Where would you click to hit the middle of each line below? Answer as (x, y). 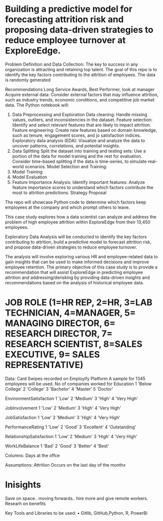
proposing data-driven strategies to (79, 30)
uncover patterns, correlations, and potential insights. (66, 146)
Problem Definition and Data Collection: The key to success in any (72, 64)
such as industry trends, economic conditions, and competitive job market (80, 99)
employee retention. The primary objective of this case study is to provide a (81, 267)
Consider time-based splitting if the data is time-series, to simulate (79, 161)
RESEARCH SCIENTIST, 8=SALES (74, 344)
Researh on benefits (25, 503)
